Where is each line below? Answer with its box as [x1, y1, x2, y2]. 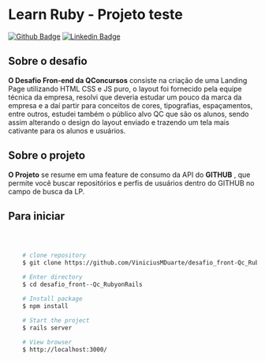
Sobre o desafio [8, 55, 88, 68]
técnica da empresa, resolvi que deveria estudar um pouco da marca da [8, 92, 242, 102]
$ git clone [22, 259, 62, 267]
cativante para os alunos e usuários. [8, 126, 126, 135]
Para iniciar [8, 209, 65, 223]
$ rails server [22, 324, 73, 333]
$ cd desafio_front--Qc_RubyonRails [22, 280, 144, 288]
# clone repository [22, 251, 87, 260]
